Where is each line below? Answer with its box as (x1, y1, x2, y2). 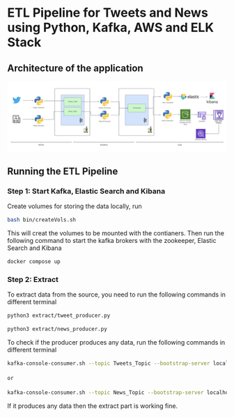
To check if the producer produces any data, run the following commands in (7, 338, 226, 346)
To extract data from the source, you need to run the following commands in (7, 290, 226, 299)
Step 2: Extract (7, 274, 59, 284)
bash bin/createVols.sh (7, 217, 77, 223)
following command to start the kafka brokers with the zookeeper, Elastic (7, 236, 217, 244)
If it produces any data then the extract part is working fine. (7, 402, 178, 410)
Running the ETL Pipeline (7, 165, 118, 177)
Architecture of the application (7, 62, 144, 74)
